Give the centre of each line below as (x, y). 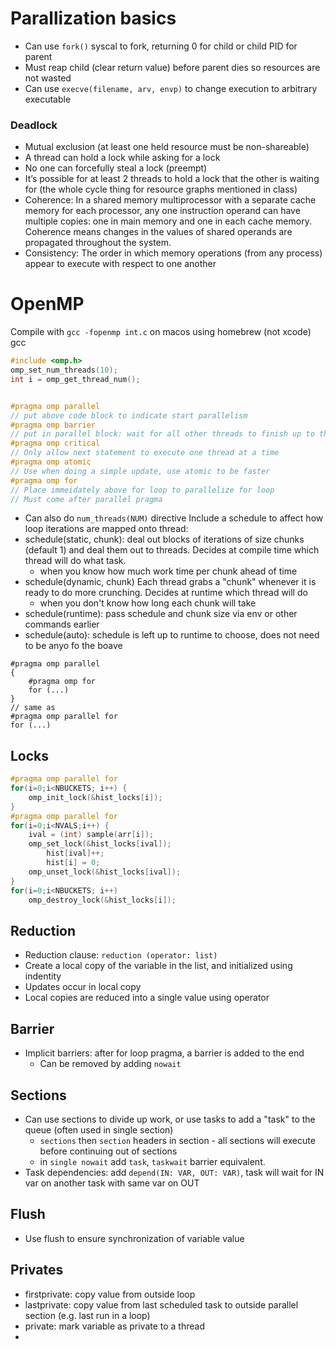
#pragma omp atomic (51, 462)
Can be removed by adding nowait (110, 1064)
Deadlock (34, 125)
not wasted (48, 78)
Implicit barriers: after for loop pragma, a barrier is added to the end (164, 1053)
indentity (43, 976)
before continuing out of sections (108, 1151)
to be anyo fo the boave (73, 646)
